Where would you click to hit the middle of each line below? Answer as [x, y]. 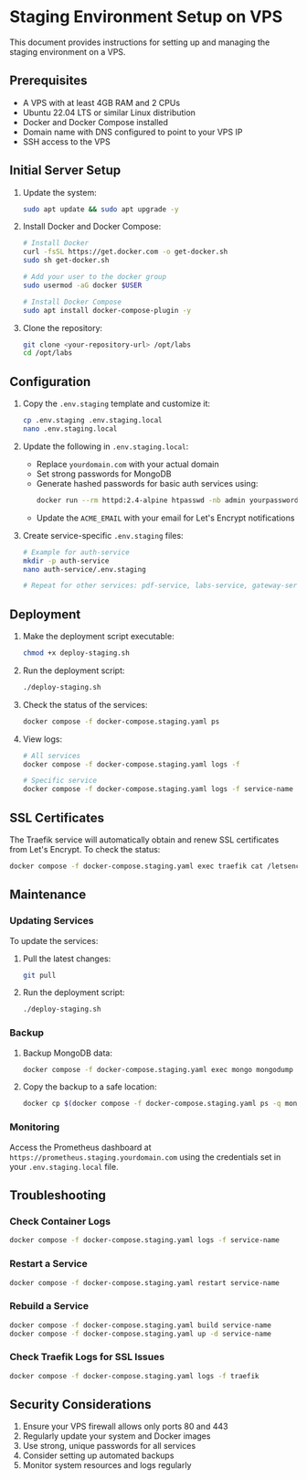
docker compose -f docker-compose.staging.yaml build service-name [141, 1325]
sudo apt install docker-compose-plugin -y [107, 310]
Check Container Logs [60, 1221]
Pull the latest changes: [67, 959]
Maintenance [48, 895]
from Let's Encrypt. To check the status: [85, 849]
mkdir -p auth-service [66, 561]
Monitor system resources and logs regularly [107, 1465]
